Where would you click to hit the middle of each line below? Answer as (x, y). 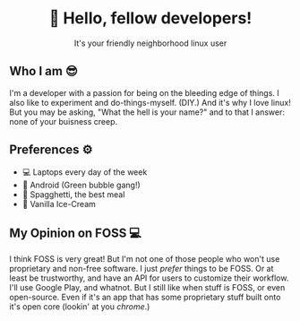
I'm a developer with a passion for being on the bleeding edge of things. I (144, 92)
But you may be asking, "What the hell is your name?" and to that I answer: (147, 112)
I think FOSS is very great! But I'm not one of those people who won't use (145, 259)
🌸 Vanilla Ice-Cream (59, 204)
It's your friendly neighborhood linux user (150, 43)
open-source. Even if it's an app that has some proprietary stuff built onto (145, 297)
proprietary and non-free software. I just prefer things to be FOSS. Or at (141, 269)
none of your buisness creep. (64, 121)
